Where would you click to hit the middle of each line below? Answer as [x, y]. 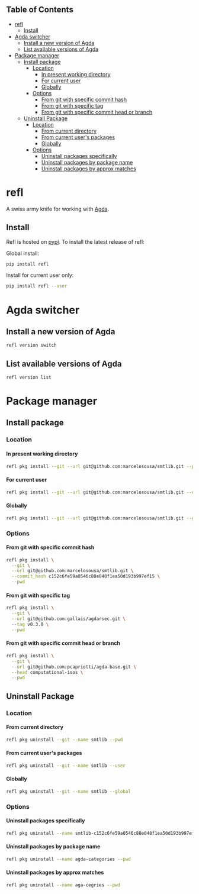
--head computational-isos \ [47, 672]
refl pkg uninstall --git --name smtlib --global [69, 791]
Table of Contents [40, 10]
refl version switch [32, 346]
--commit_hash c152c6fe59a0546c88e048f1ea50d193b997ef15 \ [86, 576]
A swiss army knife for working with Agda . [58, 209]
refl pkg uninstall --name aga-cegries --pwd [63, 885]
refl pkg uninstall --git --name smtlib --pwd [65, 740]
